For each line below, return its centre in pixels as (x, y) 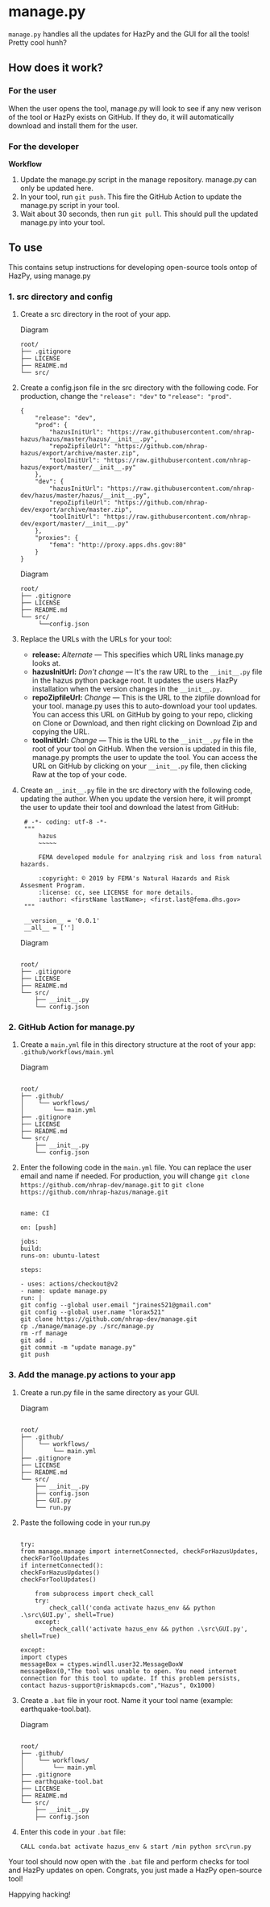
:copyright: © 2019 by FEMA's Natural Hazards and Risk (134, 879)
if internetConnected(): (62, 1565)
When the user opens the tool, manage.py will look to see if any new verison (135, 108)
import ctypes (44, 1657)
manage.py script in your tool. (69, 205)
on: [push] (38, 1228)
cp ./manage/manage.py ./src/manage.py (87, 1327)
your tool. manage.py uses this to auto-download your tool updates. (145, 706)
